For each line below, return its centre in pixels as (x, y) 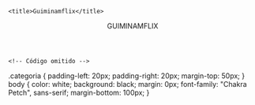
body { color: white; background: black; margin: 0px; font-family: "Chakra (127, 84)
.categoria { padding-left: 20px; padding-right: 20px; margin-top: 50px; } (127, 76)
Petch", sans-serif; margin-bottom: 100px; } (79, 92)
